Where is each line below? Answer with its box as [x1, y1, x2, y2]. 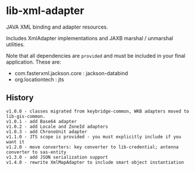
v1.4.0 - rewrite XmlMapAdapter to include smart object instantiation [6, 159, 184, 165]
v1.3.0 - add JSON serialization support [6, 154, 109, 160]
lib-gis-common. [6, 113, 46, 119]
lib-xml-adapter [6, 4, 85, 18]
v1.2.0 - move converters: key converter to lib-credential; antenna [6, 144, 179, 150]
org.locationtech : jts [14, 76, 64, 83]
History [6, 93, 34, 103]
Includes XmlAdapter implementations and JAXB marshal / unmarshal [6, 34, 173, 41]
